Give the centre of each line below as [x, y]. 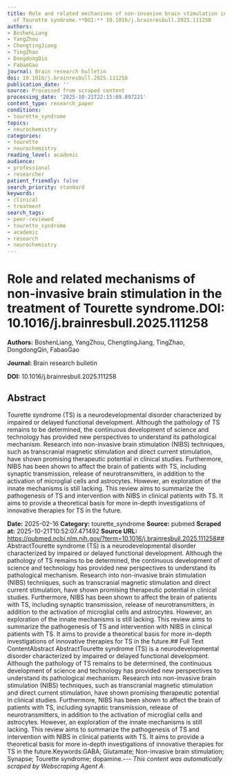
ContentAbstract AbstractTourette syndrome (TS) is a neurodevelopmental [113, 648]
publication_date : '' [38, 84]
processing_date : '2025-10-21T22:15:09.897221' [77, 97]
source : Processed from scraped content [66, 91]
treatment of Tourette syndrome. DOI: [116, 309]
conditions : [24, 110]
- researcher [26, 174]
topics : [18, 123]
